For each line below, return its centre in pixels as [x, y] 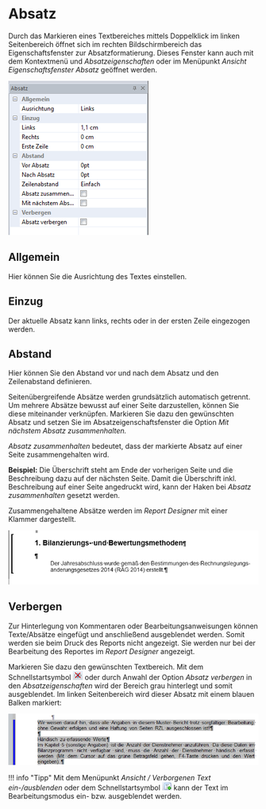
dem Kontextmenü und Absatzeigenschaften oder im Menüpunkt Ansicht [127, 61]
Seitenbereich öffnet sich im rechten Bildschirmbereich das [105, 44]
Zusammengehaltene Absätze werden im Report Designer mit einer [118, 511]
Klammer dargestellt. [42, 519]
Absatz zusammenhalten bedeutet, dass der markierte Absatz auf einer [125, 446]
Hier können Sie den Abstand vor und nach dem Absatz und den [114, 373]
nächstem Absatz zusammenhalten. [67, 431]
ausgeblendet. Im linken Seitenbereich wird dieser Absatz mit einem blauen [131, 694]
